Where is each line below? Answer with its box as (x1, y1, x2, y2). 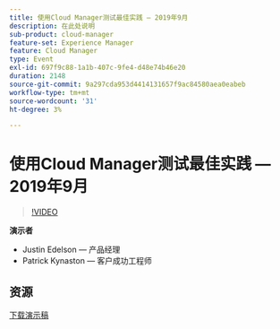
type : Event (9, 55, 54, 64)
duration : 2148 (9, 72, 66, 81)
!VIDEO (30, 207, 58, 218)
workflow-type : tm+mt (9, 88, 90, 97)
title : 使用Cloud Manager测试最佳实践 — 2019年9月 (9, 13, 189, 22)
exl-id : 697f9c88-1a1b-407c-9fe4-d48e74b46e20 (9, 64, 186, 73)
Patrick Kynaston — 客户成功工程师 (21, 255, 152, 266)
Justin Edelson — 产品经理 (21, 244, 121, 255)
